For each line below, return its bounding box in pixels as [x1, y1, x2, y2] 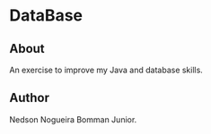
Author [9, 90, 49, 105]
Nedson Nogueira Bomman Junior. [9, 113, 137, 125]
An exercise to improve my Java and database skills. [9, 64, 204, 75]
